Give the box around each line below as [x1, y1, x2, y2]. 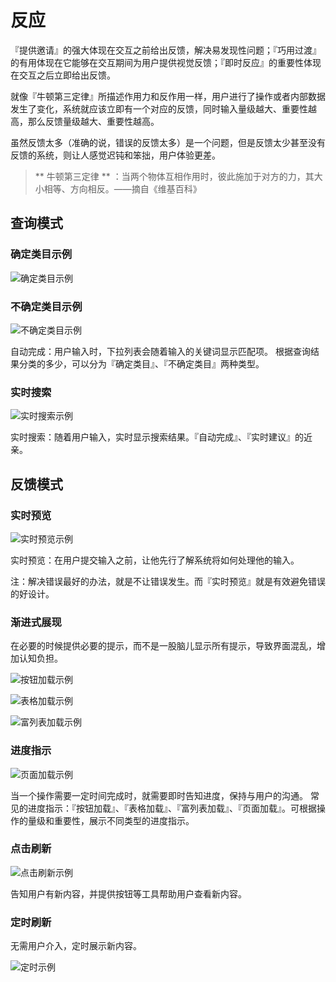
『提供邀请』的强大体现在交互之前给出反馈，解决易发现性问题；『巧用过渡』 [10, 44, 322, 56]
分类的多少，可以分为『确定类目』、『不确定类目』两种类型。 [18, 357, 265, 370]
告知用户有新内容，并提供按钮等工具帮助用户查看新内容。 [10, 887, 247, 900]
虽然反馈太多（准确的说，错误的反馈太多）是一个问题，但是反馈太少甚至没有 [10, 136, 326, 148]
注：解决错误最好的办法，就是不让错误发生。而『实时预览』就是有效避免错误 [10, 575, 326, 587]
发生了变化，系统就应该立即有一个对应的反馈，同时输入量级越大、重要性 [10, 102, 308, 115]
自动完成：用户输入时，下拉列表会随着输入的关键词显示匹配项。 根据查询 [10, 345, 311, 357]
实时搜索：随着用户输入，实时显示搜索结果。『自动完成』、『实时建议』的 [10, 431, 304, 443]
